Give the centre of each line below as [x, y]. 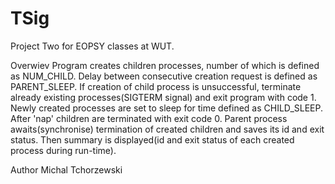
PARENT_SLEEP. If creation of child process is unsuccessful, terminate [156, 86]
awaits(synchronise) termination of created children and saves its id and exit [167, 129]
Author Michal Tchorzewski [66, 169]
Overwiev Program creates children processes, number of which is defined [165, 65]
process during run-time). [63, 150]
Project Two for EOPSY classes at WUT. [92, 46]
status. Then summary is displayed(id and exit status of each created [152, 139]
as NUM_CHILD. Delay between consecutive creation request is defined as [164, 76]
